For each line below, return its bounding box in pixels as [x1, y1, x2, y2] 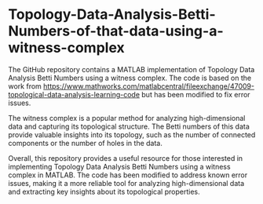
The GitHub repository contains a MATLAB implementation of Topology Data [8, 64, 255, 74]
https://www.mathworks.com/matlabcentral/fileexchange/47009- [42, 81, 255, 91]
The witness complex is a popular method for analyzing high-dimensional [8, 113, 246, 122]
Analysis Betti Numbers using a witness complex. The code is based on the [8, 73, 252, 82]
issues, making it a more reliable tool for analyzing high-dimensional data [8, 178, 245, 188]
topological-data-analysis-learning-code [8, 89, 140, 99]
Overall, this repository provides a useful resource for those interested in [8, 153, 243, 162]
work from [8, 81, 42, 91]
